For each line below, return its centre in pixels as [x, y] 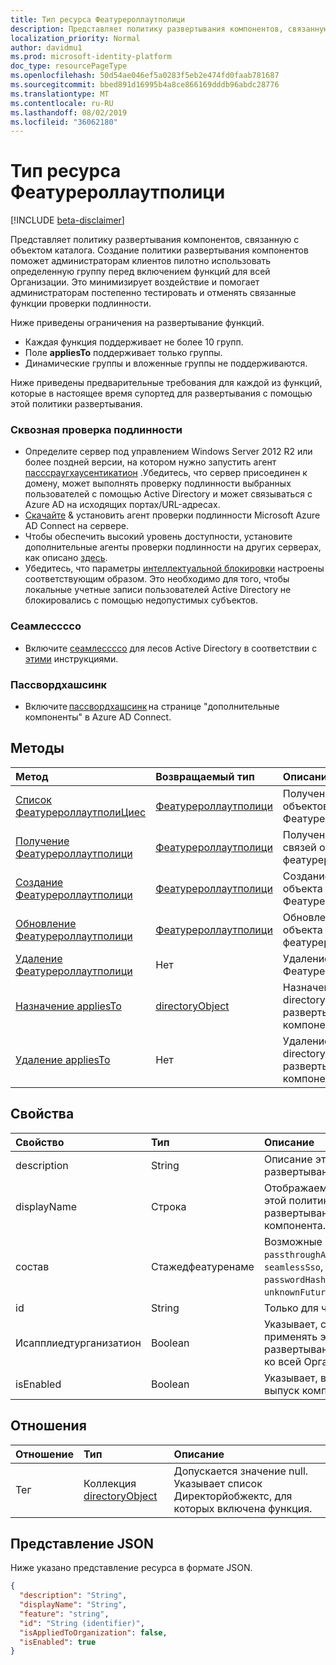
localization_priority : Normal [75, 38]
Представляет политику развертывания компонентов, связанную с [155, 240]
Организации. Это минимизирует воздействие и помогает [135, 282]
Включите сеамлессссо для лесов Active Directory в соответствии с [171, 648]
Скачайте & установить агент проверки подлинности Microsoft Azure [172, 515]
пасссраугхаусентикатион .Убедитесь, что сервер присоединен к [166, 473]
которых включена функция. [243, 1508]
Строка [168, 1206]
